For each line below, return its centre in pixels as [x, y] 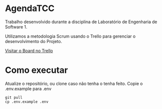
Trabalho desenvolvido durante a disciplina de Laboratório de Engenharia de [81, 22]
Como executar [37, 70]
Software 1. [16, 27]
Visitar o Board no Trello [29, 51]
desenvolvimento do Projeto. [34, 41]
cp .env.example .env [27, 102]
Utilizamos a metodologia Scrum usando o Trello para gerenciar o [70, 36]
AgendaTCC [30, 8]
